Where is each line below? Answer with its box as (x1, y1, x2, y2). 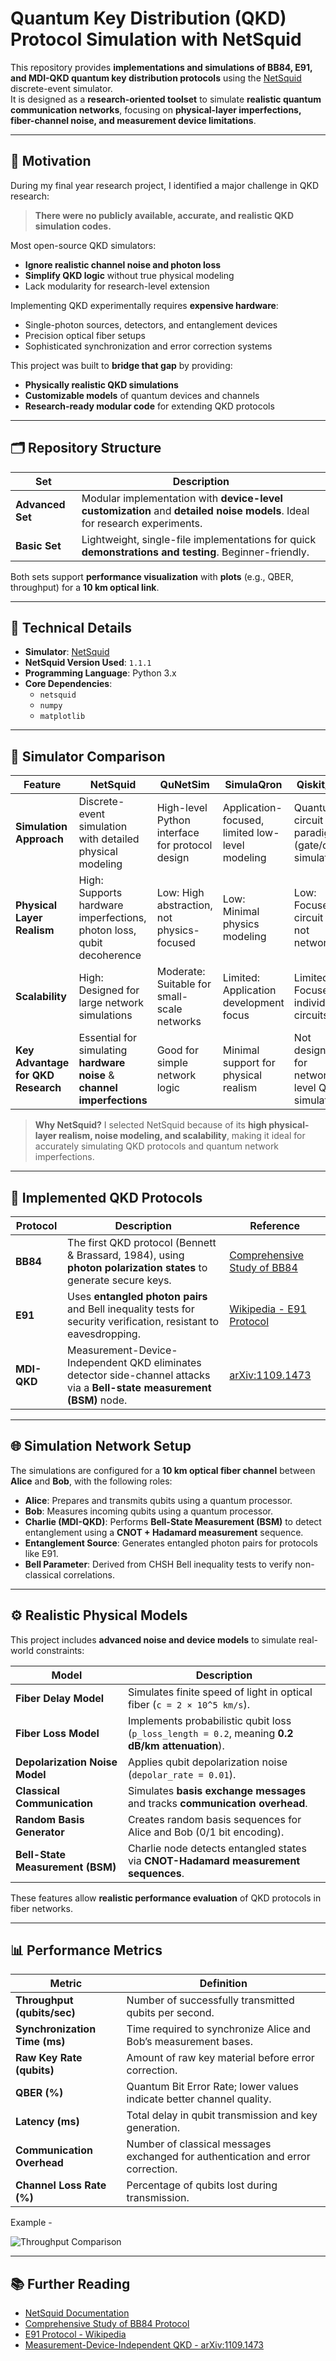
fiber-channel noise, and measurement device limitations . (10, 114, 257, 126)
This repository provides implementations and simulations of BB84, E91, (10, 61, 313, 73)
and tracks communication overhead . (127, 1796, 308, 1810)
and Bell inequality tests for (67, 1302, 195, 1316)
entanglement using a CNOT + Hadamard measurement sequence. (24, 1526, 304, 1538)
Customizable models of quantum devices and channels (24, 389, 260, 401)
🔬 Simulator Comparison (10, 748, 166, 765)
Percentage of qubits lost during (126, 2178, 278, 2192)
